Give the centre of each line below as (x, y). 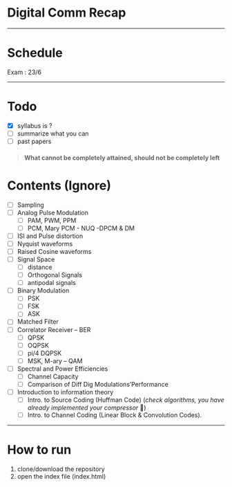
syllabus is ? (35, 125)
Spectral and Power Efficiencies (62, 369)
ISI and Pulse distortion (50, 236)
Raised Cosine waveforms (54, 251)
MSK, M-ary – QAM (55, 360)
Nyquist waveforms (45, 243)
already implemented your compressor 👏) (87, 408)
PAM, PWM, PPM (52, 220)
